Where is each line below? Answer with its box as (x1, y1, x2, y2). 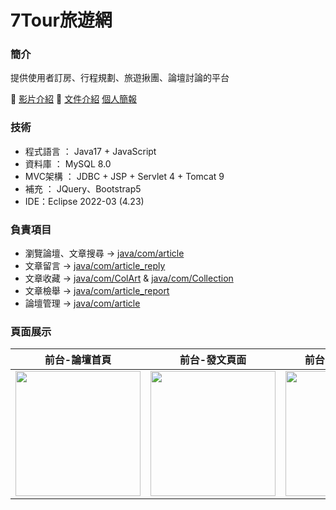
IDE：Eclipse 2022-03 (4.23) (24, 195, 145, 207)
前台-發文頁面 (179, 353, 247, 367)
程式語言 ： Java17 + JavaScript (24, 145, 157, 157)
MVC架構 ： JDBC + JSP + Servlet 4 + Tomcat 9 (24, 170, 225, 182)
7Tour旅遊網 (10, 9, 113, 32)
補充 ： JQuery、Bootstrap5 (24, 182, 142, 195)
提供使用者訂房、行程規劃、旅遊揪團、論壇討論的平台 (10, 72, 230, 84)
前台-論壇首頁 (44, 353, 112, 367)
